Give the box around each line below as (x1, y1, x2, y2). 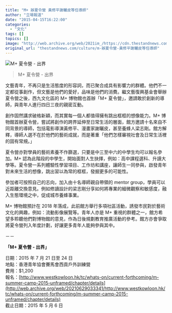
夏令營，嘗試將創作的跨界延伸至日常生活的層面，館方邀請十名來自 (23, 119, 162, 125)
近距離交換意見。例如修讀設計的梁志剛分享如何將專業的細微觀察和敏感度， (5, 185, 162, 191)
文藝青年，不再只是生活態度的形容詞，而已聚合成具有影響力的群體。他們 (5, 82, 158, 88)
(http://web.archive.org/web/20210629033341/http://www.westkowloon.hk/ (5, 285, 165, 291)
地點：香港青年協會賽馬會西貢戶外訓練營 (5, 261, 91, 267)
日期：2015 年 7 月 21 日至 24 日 (5, 255, 73, 261)
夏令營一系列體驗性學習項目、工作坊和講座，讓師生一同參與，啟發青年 (18, 162, 167, 168)
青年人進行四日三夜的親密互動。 (18, 101, 86, 108)
